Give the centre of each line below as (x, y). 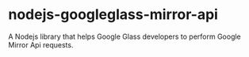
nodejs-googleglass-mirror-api (113, 15)
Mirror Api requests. (41, 44)
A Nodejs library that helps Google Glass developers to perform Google (125, 36)
